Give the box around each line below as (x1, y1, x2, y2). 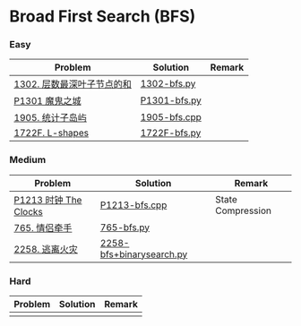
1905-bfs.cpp (140, 111, 202, 124)
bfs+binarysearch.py (99, 248, 188, 261)
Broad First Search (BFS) (9, 6, 196, 27)
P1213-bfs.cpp (99, 199, 168, 211)
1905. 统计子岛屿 (13, 112, 88, 124)
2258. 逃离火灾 (13, 243, 79, 255)
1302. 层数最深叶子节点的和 (13, 78, 133, 90)
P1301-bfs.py (140, 94, 202, 107)
